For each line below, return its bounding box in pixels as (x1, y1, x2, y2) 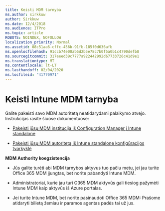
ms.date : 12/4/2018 (5, 21, 46, 26)
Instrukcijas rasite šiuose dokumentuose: (5, 115, 89, 121)
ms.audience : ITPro (5, 26, 46, 31)
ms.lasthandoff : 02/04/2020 (5, 68, 64, 73)
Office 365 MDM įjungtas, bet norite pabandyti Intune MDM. (12, 170, 136, 176)
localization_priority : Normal (5, 40, 70, 45)
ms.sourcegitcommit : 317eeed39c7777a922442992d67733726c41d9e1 (5, 53, 140, 59)
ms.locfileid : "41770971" (5, 72, 59, 77)
